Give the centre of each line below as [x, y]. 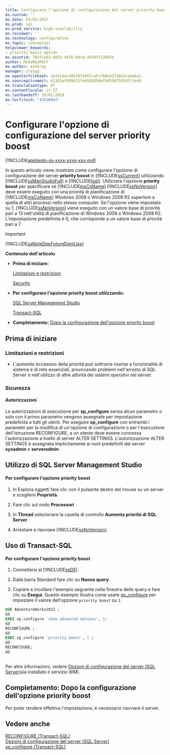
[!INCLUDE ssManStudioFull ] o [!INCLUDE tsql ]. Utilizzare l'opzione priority [82, 181]
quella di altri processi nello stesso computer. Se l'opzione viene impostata [83, 203]
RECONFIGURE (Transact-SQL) [38, 736]
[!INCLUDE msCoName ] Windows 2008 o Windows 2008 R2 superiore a [80, 197]
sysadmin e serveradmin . [33, 449]
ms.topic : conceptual [28, 43]
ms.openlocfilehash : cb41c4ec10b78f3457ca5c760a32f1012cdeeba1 [73, 76]
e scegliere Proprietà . [35, 495]
